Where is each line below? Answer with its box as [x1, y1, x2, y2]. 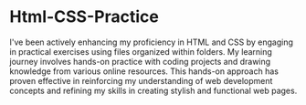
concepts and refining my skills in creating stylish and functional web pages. [9, 85, 298, 96]
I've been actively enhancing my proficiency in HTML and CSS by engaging [9, 37, 294, 47]
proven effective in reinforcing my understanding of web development [9, 75, 273, 86]
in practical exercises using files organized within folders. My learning [9, 46, 272, 57]
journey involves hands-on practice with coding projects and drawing [9, 56, 271, 67]
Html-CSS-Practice [9, 6, 160, 27]
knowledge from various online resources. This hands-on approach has [9, 66, 279, 77]
